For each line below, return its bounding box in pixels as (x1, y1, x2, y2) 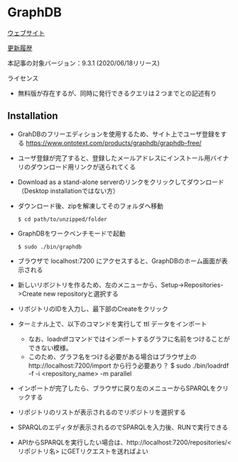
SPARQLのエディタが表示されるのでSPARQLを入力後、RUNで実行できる (17, 423, 229, 431)
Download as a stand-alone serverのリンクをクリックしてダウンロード (17, 177, 225, 186)
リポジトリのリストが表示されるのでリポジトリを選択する (17, 407, 186, 416)
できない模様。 (28, 343, 72, 352)
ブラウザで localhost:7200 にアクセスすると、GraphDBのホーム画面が (17, 256, 222, 265)
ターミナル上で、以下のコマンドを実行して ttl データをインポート (17, 319, 207, 328)
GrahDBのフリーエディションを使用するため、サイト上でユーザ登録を (17, 129, 221, 138)
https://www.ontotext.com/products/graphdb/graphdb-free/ (26, 138, 202, 147)
